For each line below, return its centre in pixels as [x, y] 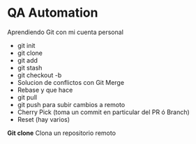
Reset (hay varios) [44, 119]
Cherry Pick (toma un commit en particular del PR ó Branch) [103, 112]
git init [26, 45]
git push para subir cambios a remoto [71, 104]
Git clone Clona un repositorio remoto [62, 133]
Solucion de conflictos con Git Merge [70, 82]
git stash [30, 67]
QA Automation [53, 13]
